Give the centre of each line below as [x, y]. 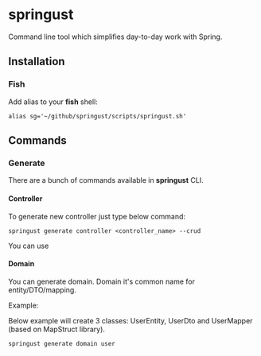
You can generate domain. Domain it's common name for [101, 281]
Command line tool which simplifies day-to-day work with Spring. [115, 37]
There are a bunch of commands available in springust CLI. [106, 180]
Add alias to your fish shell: [53, 102]
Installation [37, 62]
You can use [29, 246]
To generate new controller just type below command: [97, 216]
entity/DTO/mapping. [43, 290]
